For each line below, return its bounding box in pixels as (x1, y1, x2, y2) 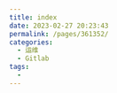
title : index (9, 12, 58, 22)
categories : (9, 37, 53, 47)
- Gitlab (17, 54, 50, 63)
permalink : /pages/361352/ (9, 29, 109, 38)
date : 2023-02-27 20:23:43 (9, 21, 109, 30)
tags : (9, 63, 29, 72)
